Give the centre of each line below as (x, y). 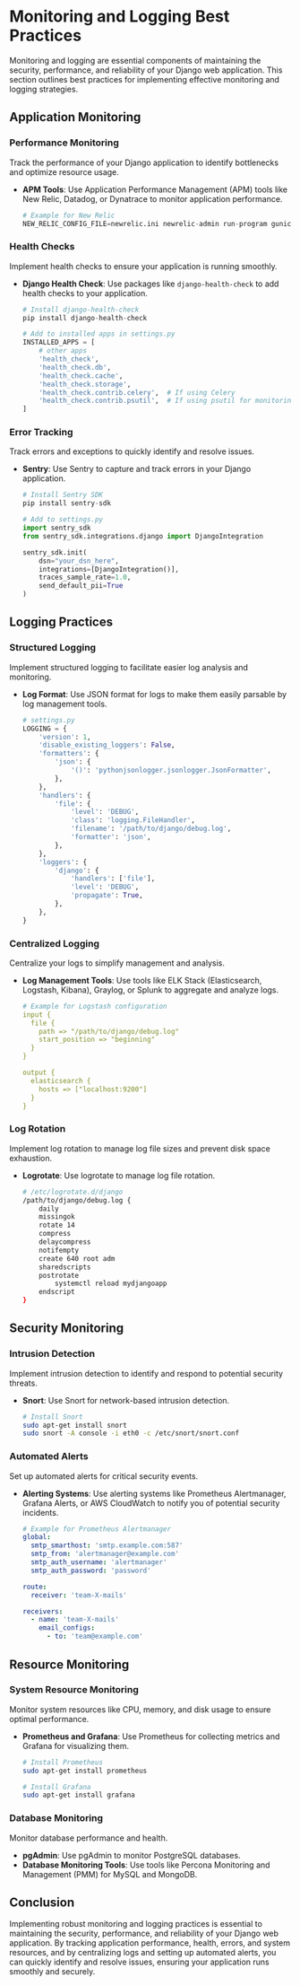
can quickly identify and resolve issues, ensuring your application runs (140, 1962)
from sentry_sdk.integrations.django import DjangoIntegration (143, 536)
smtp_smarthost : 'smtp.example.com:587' (107, 1545)
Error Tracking (41, 433)
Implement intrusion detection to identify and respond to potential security (146, 1373)
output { (39, 1073)
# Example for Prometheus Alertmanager (97, 1529)
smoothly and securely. (52, 1972)
